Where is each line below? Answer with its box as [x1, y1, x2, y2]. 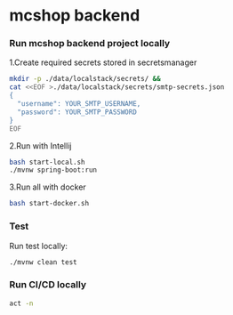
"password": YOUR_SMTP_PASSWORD [17, 108, 138, 117]
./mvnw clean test [9, 257, 77, 267]
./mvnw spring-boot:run [9, 166, 98, 174]
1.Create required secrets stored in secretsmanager [9, 57, 197, 68]
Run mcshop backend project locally [9, 37, 171, 50]
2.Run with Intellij [9, 140, 72, 151]
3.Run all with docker [9, 182, 86, 192]
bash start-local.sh [9, 157, 86, 166]
